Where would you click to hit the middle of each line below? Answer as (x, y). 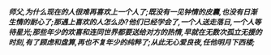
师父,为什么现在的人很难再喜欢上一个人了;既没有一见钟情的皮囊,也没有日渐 (133, 12)
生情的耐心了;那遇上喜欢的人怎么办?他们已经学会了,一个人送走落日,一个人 (131, 22)
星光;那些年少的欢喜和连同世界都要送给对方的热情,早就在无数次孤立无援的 (138, 32)
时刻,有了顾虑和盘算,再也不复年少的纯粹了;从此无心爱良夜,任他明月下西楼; (132, 42)
